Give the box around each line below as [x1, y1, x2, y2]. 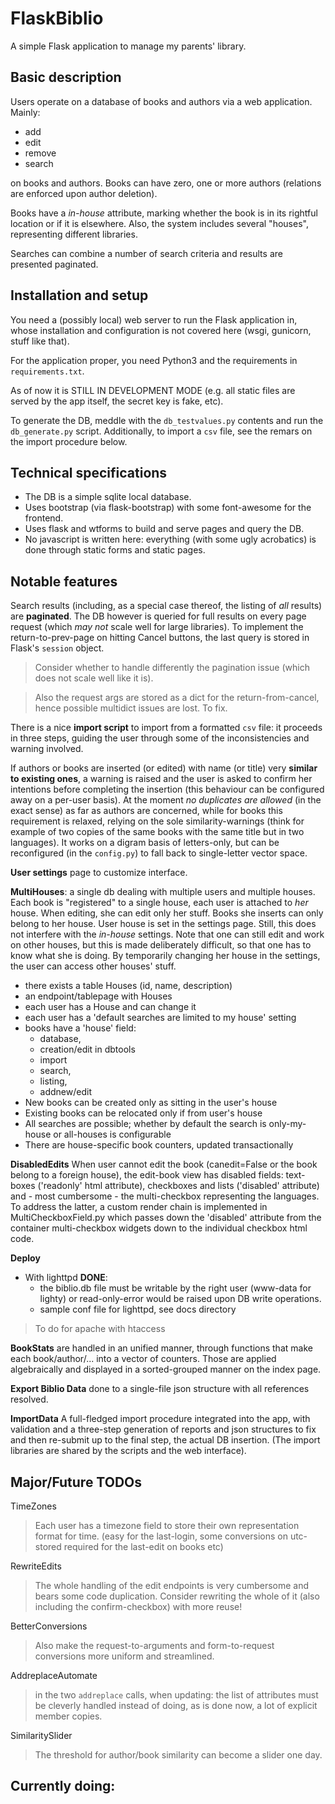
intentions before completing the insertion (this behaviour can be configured [10, 783, 325, 796]
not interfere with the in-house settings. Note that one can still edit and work [10, 928, 325, 941]
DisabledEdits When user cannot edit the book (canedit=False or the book [10, 1158, 318, 1171]
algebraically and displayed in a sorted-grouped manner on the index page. [10, 1363, 322, 1376]
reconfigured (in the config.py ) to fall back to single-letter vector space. [10, 847, 308, 859]
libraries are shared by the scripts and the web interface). [10, 1445, 247, 1457]
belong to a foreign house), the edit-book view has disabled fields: [10, 1169, 284, 1181]
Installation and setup [10, 287, 149, 304]
